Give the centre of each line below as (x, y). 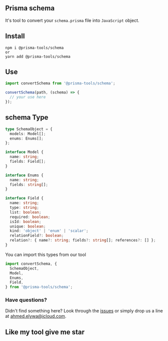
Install (15, 36)
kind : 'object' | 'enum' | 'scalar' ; (49, 231)
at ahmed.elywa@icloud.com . (36, 316)
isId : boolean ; (26, 221)
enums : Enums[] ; (27, 138)
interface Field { (24, 198)
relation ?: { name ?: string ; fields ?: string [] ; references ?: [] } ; (83, 241)
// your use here (28, 97)
